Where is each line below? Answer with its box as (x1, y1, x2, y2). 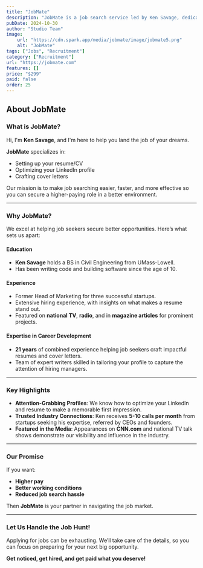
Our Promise (6, 452, 44, 460)
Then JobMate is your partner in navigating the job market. (6, 503, 154, 510)
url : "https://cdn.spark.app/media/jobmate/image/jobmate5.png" (17, 37, 182, 43)
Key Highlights (6, 385, 50, 394)
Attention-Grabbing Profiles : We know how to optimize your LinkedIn (14, 399, 189, 406)
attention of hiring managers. (14, 365, 88, 372)
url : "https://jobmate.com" (6, 59, 77, 65)
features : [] (6, 65, 39, 71)
